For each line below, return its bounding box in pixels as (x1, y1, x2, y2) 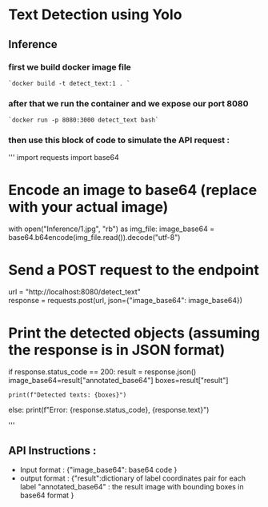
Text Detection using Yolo (8, 6, 182, 24)
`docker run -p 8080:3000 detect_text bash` (8, 116, 159, 125)
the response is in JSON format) (8, 341, 226, 359)
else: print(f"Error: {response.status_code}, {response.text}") (8, 405, 210, 415)
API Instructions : (8, 444, 97, 457)
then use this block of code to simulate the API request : (8, 134, 230, 146)
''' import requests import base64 (8, 153, 120, 162)
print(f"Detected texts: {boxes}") (8, 391, 127, 399)
